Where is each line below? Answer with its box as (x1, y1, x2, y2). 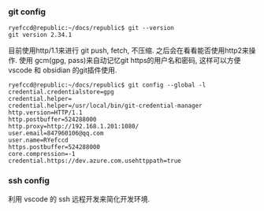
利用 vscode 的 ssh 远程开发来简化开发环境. (8, 194, 151, 203)
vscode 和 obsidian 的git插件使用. (8, 65, 117, 75)
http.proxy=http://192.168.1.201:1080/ (8, 123, 139, 131)
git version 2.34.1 (8, 31, 73, 39)
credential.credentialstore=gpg (8, 88, 114, 96)
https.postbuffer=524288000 (8, 143, 101, 151)
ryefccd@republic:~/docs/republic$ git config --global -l (8, 81, 206, 89)
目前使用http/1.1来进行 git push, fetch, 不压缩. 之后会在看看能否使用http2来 (8, 46, 250, 55)
